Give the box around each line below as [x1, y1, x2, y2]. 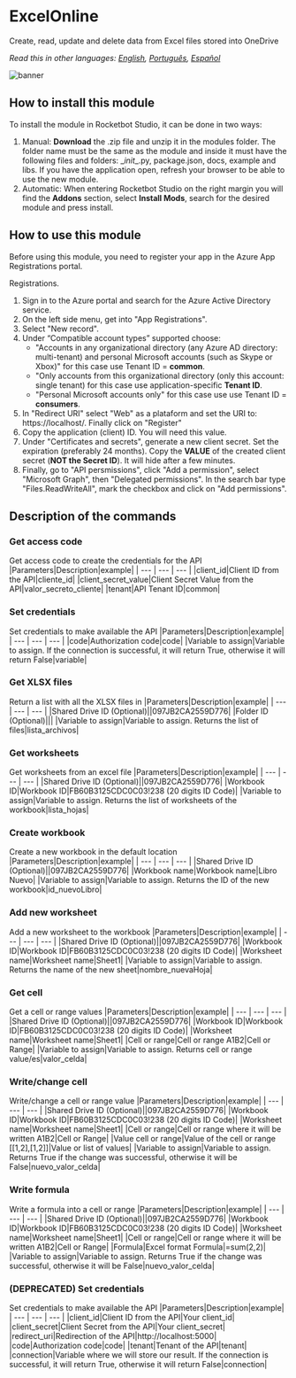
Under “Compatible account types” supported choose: [21, 332, 221, 343]
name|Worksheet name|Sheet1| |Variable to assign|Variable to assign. [9, 955, 262, 965]
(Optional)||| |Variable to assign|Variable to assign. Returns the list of [9, 715, 259, 725]
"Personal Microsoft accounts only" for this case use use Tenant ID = [34, 389, 287, 399]
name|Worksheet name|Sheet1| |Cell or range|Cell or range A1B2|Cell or [9, 1034, 271, 1046]
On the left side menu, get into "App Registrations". [21, 314, 208, 324]
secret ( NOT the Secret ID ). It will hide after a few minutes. [21, 454, 236, 466]
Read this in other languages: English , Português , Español [9, 52, 221, 63]
